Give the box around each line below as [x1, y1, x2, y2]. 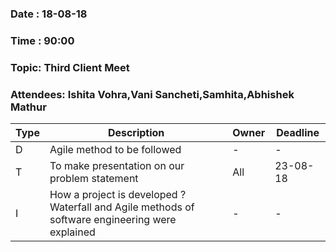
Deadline [276, 126, 320, 140]
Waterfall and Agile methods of [49, 200, 195, 214]
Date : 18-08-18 [10, 7, 88, 21]
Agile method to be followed [49, 143, 182, 157]
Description [107, 126, 165, 140]
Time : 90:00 [10, 33, 75, 47]
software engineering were [49, 213, 177, 227]
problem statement [49, 172, 139, 186]
